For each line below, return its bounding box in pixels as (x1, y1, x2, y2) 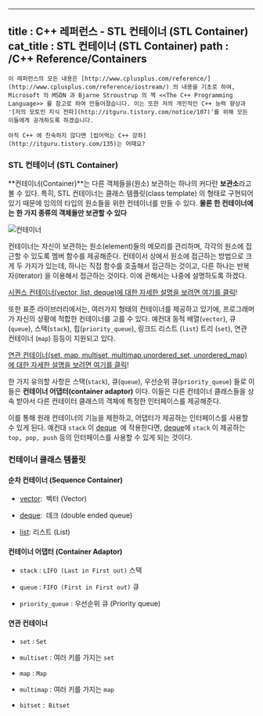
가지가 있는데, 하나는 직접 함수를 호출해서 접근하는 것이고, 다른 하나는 (24, 261, 236, 271)
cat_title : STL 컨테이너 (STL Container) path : (8, 40, 229, 53)
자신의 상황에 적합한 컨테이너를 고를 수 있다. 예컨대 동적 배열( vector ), (16, 314, 229, 324)
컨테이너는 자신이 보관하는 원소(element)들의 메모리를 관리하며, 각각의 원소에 (8, 242, 244, 251)
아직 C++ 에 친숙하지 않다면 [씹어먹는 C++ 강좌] (8, 131, 147, 140)
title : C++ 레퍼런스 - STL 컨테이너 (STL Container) (8, 25, 249, 38)
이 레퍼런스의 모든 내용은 (8, 75, 78, 82)
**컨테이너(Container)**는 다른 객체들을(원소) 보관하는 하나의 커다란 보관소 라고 (8, 179, 252, 188)
